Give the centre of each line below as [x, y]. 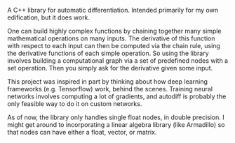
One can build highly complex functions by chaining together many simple [115, 31]
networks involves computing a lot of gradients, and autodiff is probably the [117, 96]
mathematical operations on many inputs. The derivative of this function [111, 38]
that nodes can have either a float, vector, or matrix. [82, 132]
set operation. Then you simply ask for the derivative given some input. [110, 68]
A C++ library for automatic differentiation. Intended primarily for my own [113, 10]
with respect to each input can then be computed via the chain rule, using [114, 46]
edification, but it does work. [48, 17]
